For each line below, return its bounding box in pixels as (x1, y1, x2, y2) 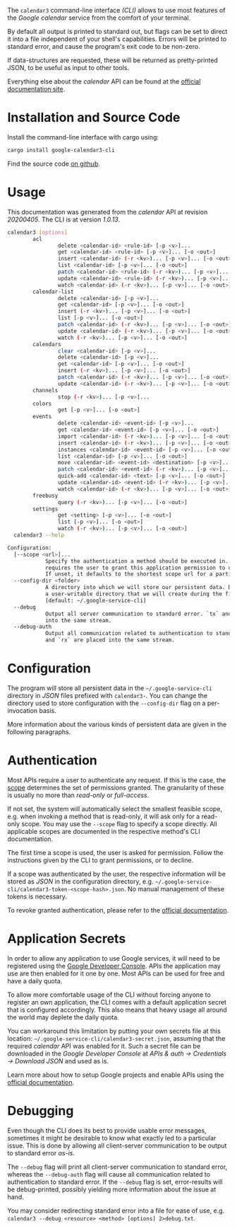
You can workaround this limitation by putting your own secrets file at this (7, 1027, 221, 1035)
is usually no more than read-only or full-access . (7, 791, 150, 799)
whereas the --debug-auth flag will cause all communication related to (7, 1170, 210, 1178)
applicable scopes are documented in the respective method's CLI (7, 827, 200, 835)
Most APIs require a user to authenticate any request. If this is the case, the (7, 775, 226, 784)
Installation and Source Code (7, 110, 181, 126)
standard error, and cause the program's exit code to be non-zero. (7, 42, 200, 50)
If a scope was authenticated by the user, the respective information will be (7, 869, 226, 878)
